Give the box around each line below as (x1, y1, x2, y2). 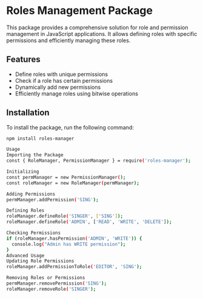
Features (6, 54, 41, 64)
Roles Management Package (6, 4, 153, 18)
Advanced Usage (6, 252, 45, 258)
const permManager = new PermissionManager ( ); (6, 174, 126, 180)
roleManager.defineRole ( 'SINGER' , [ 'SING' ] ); (6, 213, 123, 220)
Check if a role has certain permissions (15, 77, 113, 84)
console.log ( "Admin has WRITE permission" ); (12, 241, 126, 247)
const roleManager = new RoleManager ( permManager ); (6, 180, 139, 186)
